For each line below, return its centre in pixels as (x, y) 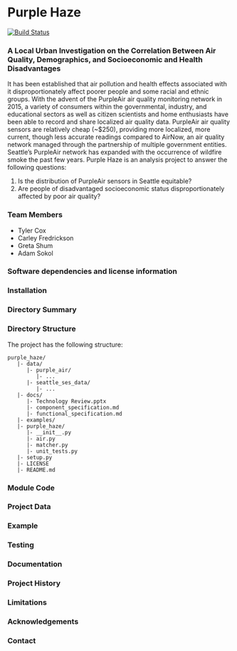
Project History (34, 583)
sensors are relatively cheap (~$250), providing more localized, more (109, 130)
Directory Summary (42, 309)
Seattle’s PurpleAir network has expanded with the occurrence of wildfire (115, 152)
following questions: (37, 168)
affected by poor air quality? (59, 196)
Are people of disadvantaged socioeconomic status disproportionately (121, 189)
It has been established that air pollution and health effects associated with (117, 84)
